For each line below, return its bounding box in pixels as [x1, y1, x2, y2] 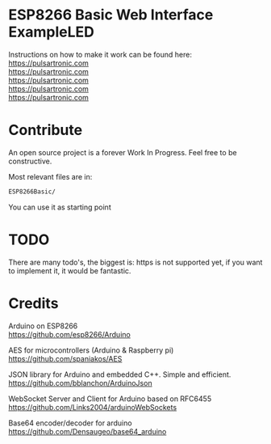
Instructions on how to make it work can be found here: [8, 49, 192, 59]
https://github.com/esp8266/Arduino [8, 329, 131, 339]
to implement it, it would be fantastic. [8, 265, 131, 276]
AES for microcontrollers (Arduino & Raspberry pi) [8, 345, 174, 355]
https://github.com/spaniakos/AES [8, 353, 123, 363]
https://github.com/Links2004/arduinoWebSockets [8, 402, 177, 412]
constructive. [8, 156, 52, 166]
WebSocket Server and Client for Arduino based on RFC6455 [8, 394, 212, 404]
